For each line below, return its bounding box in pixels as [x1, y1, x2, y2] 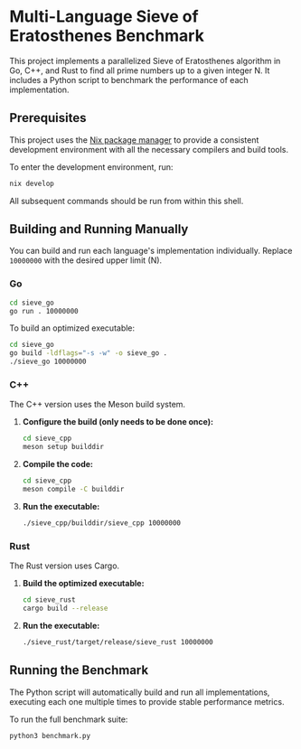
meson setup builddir [22, 443, 104, 452]
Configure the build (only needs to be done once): [22, 417, 214, 427]
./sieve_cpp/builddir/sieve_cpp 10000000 [22, 518, 181, 528]
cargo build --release [22, 604, 108, 613]
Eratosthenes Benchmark [9, 25, 205, 46]
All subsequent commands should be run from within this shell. [9, 195, 244, 206]
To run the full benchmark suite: [9, 714, 128, 725]
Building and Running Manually [9, 221, 189, 237]
